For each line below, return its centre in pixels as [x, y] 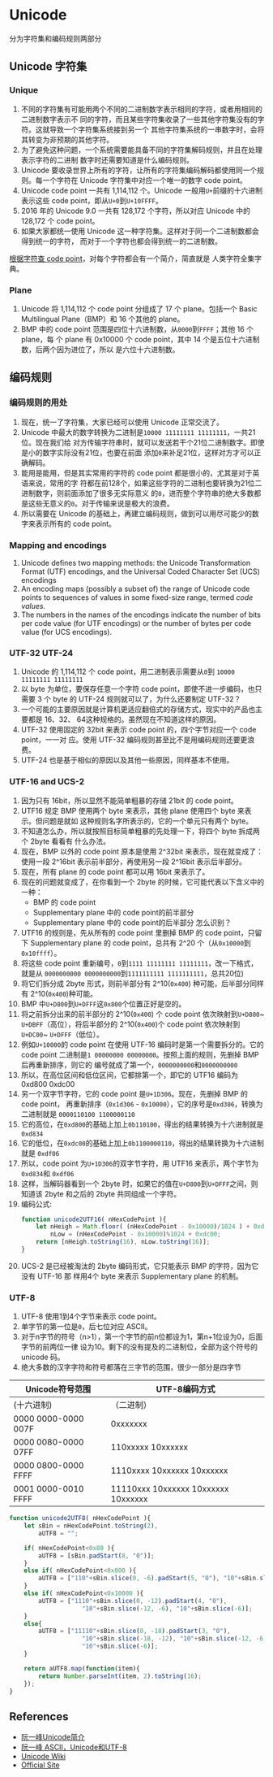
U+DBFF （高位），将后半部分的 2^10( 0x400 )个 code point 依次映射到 [130, 1024]
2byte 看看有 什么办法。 [70, 841]
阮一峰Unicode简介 [53, 1737]
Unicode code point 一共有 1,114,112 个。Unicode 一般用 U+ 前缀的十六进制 [141, 190]
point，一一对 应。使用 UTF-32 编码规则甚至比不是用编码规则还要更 [134, 740]
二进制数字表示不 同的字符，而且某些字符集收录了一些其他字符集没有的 [139, 119]
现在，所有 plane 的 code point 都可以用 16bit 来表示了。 [115, 871]
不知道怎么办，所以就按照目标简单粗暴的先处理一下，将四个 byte [129, 831]
